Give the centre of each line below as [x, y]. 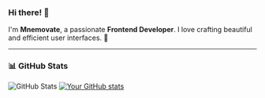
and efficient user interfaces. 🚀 [58, 38]
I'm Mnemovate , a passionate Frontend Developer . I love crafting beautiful [130, 30]
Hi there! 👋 [29, 13]
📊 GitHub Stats [38, 66]
